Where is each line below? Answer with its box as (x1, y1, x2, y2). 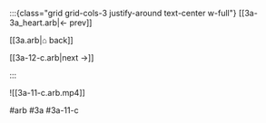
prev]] (69, 17, 93, 28)
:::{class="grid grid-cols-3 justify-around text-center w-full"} (9, 8, 237, 18)
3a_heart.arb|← (9, 17, 68, 28)
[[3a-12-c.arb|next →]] (9, 52, 94, 62)
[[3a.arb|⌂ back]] (9, 35, 74, 45)
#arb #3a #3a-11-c (9, 105, 79, 116)
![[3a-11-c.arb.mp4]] (9, 88, 86, 98)
